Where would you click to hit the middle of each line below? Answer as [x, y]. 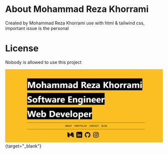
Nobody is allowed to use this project [43, 62]
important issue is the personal [37, 28]
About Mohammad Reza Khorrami [77, 9]
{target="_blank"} [23, 146]
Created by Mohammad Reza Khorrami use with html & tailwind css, [75, 23]
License [22, 49]
